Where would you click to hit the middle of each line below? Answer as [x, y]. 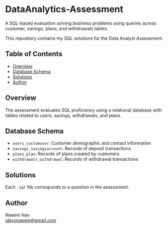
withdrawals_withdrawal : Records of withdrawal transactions [75, 159]
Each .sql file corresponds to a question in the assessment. [67, 187]
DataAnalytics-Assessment [64, 9]
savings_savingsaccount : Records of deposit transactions [72, 149]
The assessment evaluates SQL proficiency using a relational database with [83, 110]
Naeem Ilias [17, 215]
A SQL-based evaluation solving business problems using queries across [81, 23]
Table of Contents [34, 54]
